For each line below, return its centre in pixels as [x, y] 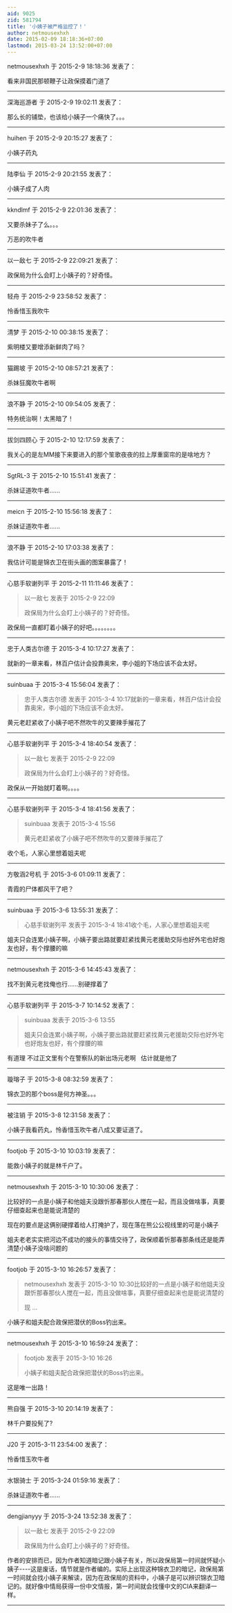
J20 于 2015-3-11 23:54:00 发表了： [58, 1444]
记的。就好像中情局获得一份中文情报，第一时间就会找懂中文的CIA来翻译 [109, 1586]
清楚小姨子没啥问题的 [37, 1248]
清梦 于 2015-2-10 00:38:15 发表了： [59, 332]
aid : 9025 [21, 13]
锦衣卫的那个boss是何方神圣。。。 [54, 1094]
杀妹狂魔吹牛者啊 [31, 382]
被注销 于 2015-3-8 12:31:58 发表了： [60, 1115]
